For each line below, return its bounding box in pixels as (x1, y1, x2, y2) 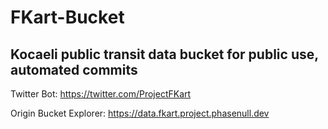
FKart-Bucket (10, 6, 125, 29)
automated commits (10, 61, 138, 78)
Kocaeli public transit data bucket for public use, (10, 46, 319, 63)
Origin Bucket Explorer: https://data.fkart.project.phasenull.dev (10, 107, 270, 119)
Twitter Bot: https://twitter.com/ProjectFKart (10, 88, 192, 100)
